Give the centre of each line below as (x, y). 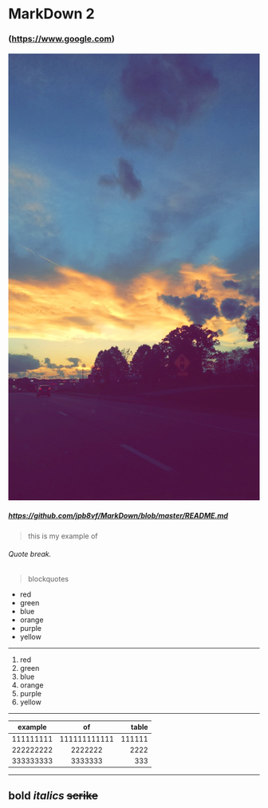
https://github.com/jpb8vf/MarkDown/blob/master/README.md (118, 516)
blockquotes (48, 578)
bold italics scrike (53, 796)
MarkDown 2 (51, 14)
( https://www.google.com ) (62, 39)
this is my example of (63, 536)
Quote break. (30, 554)
